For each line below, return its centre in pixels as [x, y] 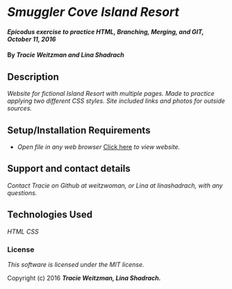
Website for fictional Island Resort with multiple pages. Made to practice [111, 94]
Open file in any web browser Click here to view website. [99, 147]
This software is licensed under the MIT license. [76, 264]
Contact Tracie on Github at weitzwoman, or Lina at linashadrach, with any [115, 185]
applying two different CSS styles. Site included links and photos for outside [116, 101]
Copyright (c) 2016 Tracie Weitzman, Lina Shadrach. [84, 278]
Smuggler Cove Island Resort [93, 12]
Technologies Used [50, 215]
